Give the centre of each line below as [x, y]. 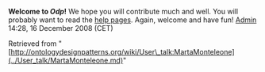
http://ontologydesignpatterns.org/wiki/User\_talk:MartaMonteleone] [123, 52]
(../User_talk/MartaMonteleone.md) [66, 60]
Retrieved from [33, 44]
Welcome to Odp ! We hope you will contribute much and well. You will [123, 11]
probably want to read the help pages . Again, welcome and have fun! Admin [132, 20]
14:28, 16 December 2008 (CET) [61, 28]
